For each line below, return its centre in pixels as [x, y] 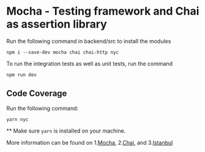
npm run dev [21, 74]
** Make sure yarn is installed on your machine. [66, 131]
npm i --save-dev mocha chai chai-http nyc [63, 52]
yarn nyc [17, 119]
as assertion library [57, 24]
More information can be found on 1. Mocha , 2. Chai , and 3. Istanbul [90, 142]
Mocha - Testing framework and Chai [103, 11]
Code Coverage [37, 94]
